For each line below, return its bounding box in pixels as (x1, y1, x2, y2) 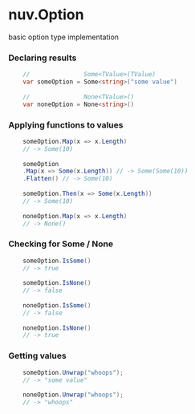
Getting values (8, 351, 67, 362)
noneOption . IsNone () (22, 323, 91, 332)
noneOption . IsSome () (22, 301, 91, 310)
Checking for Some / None (8, 238, 114, 250)
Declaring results (8, 52, 77, 63)
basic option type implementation (8, 32, 119, 42)
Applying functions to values (8, 119, 124, 130)
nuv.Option (8, 6, 84, 24)
